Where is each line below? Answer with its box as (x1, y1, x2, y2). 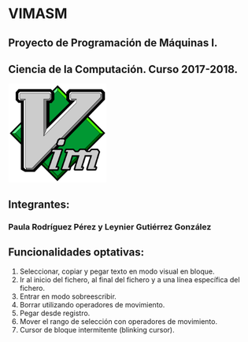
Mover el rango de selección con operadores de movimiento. (19, 316, 218, 326)
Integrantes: (8, 198, 70, 211)
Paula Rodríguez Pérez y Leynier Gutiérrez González (8, 222, 212, 233)
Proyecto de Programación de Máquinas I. (8, 36, 218, 50)
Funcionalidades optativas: (8, 245, 145, 259)
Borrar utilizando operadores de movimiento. (19, 300, 165, 309)
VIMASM (8, 5, 68, 23)
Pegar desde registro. (19, 308, 91, 318)
